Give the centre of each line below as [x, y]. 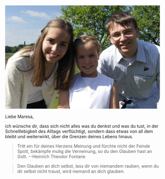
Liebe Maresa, [20, 117]
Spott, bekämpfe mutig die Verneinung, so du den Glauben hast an [84, 151]
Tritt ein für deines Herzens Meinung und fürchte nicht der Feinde [83, 146]
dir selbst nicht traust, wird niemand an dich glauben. [71, 171]
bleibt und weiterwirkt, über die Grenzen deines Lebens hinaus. [69, 136]
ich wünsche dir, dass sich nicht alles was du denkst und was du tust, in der [82, 126]
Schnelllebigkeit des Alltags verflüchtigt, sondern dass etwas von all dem [79, 131]
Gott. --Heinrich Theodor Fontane [51, 156]
